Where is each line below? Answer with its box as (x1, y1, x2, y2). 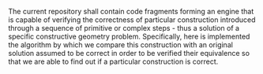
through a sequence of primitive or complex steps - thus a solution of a (8, 24, 239, 32)
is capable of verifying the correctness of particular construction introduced (8, 15, 256, 24)
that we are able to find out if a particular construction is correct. (8, 57, 219, 66)
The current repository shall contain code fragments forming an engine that (8, 7, 254, 16)
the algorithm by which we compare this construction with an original (8, 40, 233, 50)
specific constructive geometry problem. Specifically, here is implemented (8, 31, 250, 41)
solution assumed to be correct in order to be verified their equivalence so (8, 49, 250, 57)
